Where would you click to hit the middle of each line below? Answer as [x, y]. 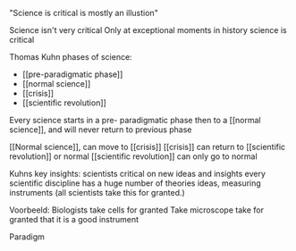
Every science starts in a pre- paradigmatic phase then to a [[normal [135, 120]
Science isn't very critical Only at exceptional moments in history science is [148, 30]
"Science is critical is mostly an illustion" [84, 13]
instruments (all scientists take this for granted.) [97, 192]
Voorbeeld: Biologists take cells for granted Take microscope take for [136, 210]
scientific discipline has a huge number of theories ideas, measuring [135, 183]
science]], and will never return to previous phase [101, 130]
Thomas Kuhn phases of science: [71, 57]
